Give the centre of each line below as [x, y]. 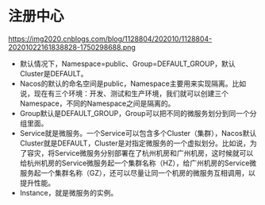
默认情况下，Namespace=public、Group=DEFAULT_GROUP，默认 [127, 64]
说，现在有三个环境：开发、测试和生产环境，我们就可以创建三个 [124, 93]
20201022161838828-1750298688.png [72, 47]
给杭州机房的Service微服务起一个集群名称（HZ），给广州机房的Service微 [138, 163]
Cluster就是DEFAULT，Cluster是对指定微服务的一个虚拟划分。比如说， [135, 143]
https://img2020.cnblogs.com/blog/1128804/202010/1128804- [110, 39]
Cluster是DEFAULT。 [54, 73]
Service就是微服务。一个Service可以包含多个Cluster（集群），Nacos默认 [138, 133]
